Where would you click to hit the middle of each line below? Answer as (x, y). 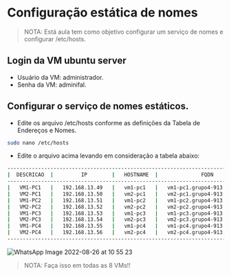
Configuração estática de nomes (102, 13)
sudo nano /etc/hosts (38, 142)
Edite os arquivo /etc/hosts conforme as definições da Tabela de (109, 123)
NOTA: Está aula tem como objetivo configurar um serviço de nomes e (123, 32)
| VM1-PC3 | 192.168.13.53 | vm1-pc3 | (82, 213)
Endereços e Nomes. (47, 130)
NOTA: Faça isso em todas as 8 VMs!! (77, 265)
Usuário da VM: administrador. (60, 77)
